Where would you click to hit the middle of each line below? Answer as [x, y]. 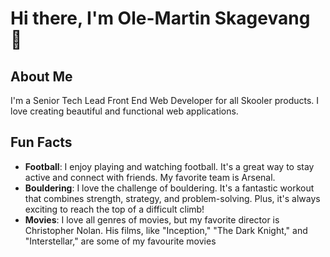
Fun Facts [41, 142]
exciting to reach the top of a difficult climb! [114, 209]
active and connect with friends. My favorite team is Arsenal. [150, 177]
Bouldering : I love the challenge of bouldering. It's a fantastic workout [169, 188]
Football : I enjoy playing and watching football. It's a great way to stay [169, 166]
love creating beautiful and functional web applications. [124, 111]
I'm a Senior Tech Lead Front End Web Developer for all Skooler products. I [165, 100]
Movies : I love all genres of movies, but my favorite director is [152, 219]
